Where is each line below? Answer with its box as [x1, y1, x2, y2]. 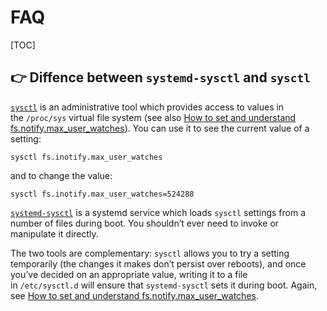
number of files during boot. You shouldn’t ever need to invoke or [10, 217, 280, 229]
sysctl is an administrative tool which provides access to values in [10, 101, 285, 113]
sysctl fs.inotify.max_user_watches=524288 [10, 189, 195, 199]
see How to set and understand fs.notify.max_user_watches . [10, 289, 259, 301]
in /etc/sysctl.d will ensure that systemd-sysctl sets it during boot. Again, [10, 279, 318, 291]
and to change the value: [10, 169, 113, 181]
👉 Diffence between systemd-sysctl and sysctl [10, 69, 312, 86]
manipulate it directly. [10, 227, 99, 240]
